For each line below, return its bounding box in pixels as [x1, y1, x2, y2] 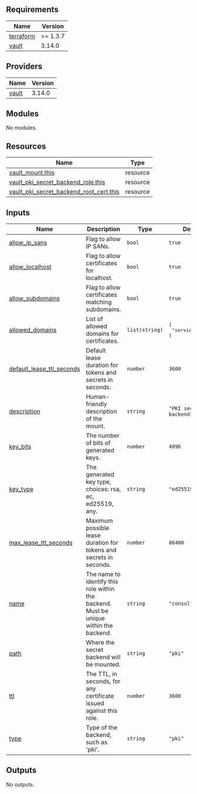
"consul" [169, 600, 193, 607]
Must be [86, 607, 108, 615]
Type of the [86, 724, 118, 732]
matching [86, 298, 112, 306]
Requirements [6, 5, 59, 15]
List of [86, 315, 104, 323]
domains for [86, 330, 119, 338]
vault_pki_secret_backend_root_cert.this [9, 188, 120, 196]
